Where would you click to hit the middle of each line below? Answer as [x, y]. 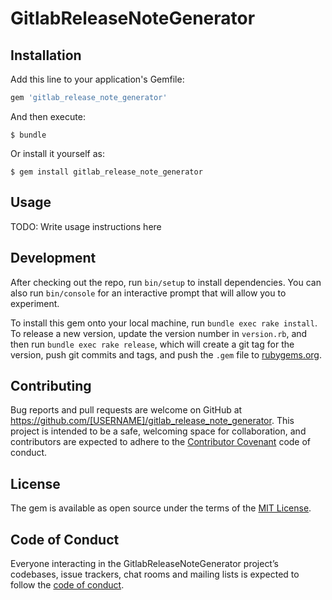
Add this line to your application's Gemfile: [97, 79]
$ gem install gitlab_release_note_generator [106, 172]
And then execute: [48, 116]
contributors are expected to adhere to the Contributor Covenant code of [161, 442]
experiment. [35, 303]
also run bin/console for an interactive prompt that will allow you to [148, 293]
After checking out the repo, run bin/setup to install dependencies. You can [166, 282]
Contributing [51, 385]
